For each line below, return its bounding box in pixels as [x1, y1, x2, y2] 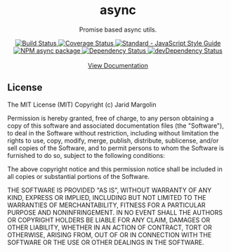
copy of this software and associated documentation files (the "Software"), [7, 121, 225, 130]
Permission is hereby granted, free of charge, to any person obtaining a [7, 114, 214, 122]
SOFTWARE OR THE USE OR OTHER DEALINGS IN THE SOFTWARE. [7, 238, 204, 246]
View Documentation [87, 61, 149, 69]
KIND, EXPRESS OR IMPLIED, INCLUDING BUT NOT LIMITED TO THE [7, 193, 206, 201]
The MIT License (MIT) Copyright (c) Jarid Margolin [7, 100, 157, 109]
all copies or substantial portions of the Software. [7, 172, 150, 180]
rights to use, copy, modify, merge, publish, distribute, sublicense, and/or [7, 136, 219, 145]
